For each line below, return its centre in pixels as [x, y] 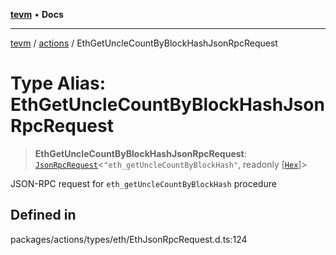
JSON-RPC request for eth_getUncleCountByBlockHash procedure [143, 183]
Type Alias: [58, 83]
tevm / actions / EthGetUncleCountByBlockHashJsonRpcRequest [144, 43]
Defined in [43, 215]
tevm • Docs [37, 14]
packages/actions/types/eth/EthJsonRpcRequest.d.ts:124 [129, 239]
